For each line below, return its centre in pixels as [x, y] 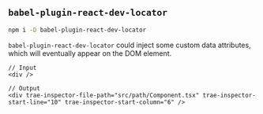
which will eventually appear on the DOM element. [90, 53]
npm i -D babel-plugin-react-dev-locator [77, 30]
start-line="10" [35, 102]
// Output [24, 88]
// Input [23, 68]
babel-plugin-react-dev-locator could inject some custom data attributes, [130, 45]
